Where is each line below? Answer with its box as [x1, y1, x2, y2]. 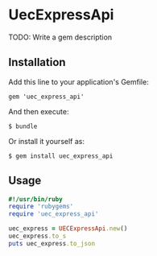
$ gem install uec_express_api [8, 151, 114, 160]
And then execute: [8, 106, 69, 116]
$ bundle [8, 122, 38, 130]
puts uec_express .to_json [8, 239, 95, 247]
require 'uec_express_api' [8, 210, 99, 218]
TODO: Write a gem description [8, 32, 113, 42]
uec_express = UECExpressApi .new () [8, 225, 128, 233]
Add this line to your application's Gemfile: [8, 76, 149, 86]
